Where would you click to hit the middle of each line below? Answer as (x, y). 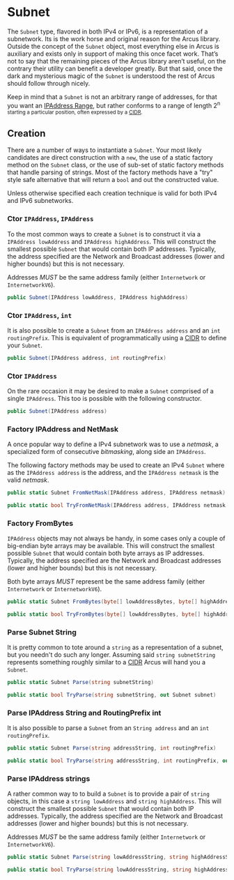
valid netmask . (28, 480)
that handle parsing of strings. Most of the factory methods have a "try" (110, 172)
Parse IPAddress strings (49, 779)
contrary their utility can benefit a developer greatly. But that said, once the (115, 68)
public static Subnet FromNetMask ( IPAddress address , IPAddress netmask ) (117, 493)
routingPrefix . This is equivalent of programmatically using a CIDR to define (117, 337)
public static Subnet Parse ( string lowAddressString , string (98, 857)
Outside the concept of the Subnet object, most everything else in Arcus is (113, 46)
